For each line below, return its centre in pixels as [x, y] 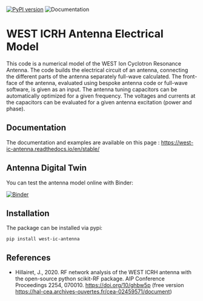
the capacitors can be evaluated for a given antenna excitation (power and [99, 102]
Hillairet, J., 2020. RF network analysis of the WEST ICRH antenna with [103, 272]
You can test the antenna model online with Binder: [70, 183]
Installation [28, 213]
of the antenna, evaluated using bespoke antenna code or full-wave [103, 83]
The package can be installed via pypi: [55, 228]
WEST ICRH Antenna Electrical [85, 34]
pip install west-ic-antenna [43, 239]
